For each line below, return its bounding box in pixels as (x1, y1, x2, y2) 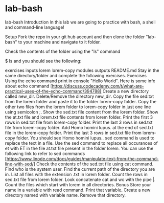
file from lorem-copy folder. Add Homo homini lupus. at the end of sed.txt (5, 124, 153, 130)
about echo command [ (5, 83, 52, 89)
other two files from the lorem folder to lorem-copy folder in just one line (5, 104, 151, 110)
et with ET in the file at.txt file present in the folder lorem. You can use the (5, 145, 154, 151)
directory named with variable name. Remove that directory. (5, 192, 126, 198)
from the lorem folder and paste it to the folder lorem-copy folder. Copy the (5, 98, 157, 104)
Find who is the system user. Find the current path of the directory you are (5, 166, 155, 172)
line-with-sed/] (5, 161, 36, 167)
